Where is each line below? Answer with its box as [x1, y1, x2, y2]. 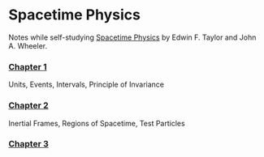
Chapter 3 [8, 138, 49, 150]
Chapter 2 [8, 100, 49, 111]
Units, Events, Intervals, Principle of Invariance [8, 79, 165, 90]
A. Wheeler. [8, 40, 48, 50]
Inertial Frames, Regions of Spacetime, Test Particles [8, 118, 185, 128]
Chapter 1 [8, 61, 47, 72]
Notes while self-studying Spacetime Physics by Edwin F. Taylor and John [8, 32, 257, 42]
